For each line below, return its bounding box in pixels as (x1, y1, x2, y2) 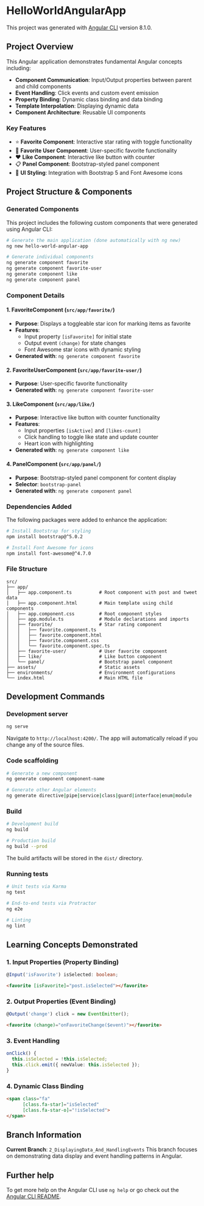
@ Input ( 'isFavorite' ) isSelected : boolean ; (6, 972, 119, 978)
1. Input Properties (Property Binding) (6, 957, 119, 966)
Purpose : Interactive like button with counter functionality (15, 414, 160, 422)
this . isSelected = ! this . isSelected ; (12, 1056, 108, 1062)
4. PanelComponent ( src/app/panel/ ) (6, 460, 102, 467)
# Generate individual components (6, 254, 94, 260)
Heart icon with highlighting (24, 440, 94, 447)
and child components (15, 82, 72, 90)
